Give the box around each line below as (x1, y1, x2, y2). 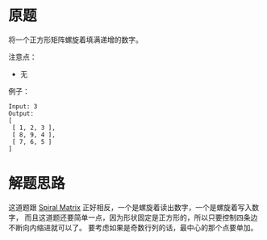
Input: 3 (8, 102, 38, 111)
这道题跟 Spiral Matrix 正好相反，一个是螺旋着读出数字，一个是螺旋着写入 (8, 202, 252, 212)
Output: (8, 109, 35, 117)
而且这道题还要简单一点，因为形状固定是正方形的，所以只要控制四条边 (23, 213, 258, 222)
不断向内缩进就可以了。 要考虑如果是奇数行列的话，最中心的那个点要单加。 (8, 222, 258, 232)
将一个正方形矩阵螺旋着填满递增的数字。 (8, 35, 143, 44)
